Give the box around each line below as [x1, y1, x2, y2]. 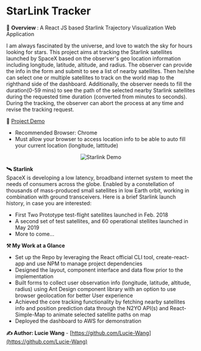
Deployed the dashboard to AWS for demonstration [14, 317, 142, 325]
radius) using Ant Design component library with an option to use [14, 285, 176, 292]
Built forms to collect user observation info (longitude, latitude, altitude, [14, 279, 191, 286]
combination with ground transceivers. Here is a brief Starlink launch [6, 193, 176, 200]
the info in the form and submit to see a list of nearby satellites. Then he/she [6, 67, 195, 74]
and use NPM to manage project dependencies [26, 260, 143, 267]
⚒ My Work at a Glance [6, 242, 65, 249]
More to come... [14, 230, 55, 238]
